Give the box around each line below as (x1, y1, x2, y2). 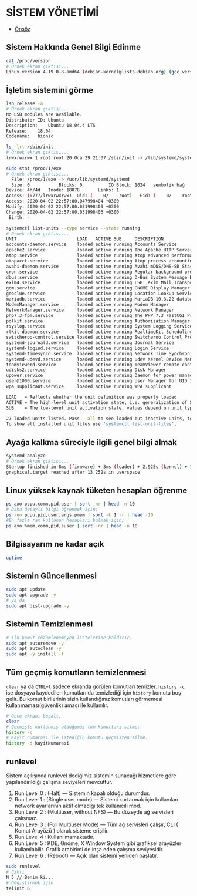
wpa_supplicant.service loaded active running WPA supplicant (6, 383, 172, 390)
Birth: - (8, 214, 30, 220)
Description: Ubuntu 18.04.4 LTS (6, 122, 96, 129)
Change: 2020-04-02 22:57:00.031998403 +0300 (6, 209, 119, 215)
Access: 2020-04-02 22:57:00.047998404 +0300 (6, 198, 119, 204)
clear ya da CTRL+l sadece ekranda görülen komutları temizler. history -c (6, 683, 185, 690)
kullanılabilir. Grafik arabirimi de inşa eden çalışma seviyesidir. (14, 846, 164, 853)
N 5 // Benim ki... (6, 874, 54, 880)
